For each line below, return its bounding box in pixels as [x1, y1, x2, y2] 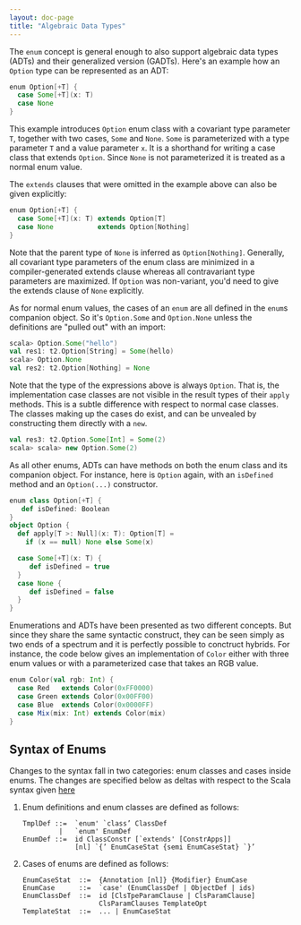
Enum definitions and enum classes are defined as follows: [21, 802, 240, 813]
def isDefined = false [29, 587, 115, 596]
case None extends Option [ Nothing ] [17, 222, 191, 231]
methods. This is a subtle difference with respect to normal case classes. [9, 399, 279, 409]
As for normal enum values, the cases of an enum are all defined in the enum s [9, 302, 288, 313]
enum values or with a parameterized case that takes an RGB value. [9, 658, 259, 669]
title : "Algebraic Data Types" [9, 21, 126, 30]
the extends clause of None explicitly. [9, 285, 145, 295]
